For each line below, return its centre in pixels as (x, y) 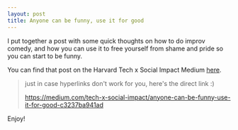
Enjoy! (17, 119)
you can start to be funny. (45, 56)
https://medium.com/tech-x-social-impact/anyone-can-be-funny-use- (127, 97)
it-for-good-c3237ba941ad (64, 104)
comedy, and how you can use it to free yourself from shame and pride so (115, 48)
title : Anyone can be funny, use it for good (75, 21)
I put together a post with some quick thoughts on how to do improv (106, 40)
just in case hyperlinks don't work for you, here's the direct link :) (119, 83)
